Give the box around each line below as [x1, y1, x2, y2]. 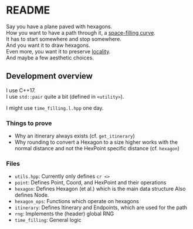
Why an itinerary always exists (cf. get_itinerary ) [14, 133, 135, 140]
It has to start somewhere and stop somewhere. [6, 35, 122, 42]
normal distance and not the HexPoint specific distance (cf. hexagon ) [14, 145, 180, 152]
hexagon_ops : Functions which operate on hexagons [14, 198, 139, 205]
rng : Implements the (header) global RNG [14, 210, 114, 217]
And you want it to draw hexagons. [6, 42, 90, 49]
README [6, 4, 50, 17]
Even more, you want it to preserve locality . [6, 48, 111, 55]
